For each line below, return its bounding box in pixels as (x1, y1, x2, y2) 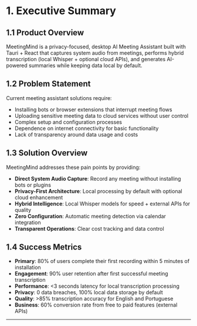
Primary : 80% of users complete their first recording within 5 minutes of (14, 258, 190, 265)
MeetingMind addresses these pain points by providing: (6, 164, 141, 171)
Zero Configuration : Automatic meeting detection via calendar (14, 212, 166, 219)
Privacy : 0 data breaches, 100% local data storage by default (14, 289, 163, 296)
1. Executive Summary (6, 4, 116, 18)
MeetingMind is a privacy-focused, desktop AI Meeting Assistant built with (6, 43, 186, 50)
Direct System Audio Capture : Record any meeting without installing (14, 175, 181, 182)
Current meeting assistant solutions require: (6, 94, 113, 101)
